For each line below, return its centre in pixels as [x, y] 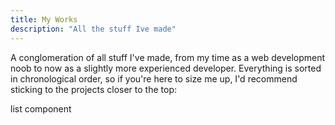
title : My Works [44, 19]
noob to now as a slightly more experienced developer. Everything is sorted [166, 68]
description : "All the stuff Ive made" [93, 29]
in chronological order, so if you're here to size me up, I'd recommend [154, 78]
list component [41, 108]
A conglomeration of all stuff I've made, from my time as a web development [168, 57]
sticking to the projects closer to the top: [94, 89]
